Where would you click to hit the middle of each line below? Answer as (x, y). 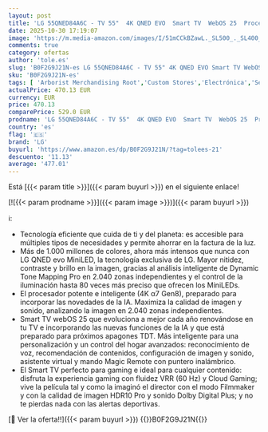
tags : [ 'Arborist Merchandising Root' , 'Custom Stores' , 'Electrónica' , (130, 82)
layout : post (30, 16)
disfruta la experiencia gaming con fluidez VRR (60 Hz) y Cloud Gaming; (138, 378)
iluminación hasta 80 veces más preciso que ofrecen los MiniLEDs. (130, 285)
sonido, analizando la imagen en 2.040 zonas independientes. (122, 311)
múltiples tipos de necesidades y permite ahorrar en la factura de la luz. (138, 243)
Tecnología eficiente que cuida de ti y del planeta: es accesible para (132, 234)
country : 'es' (32, 127)
